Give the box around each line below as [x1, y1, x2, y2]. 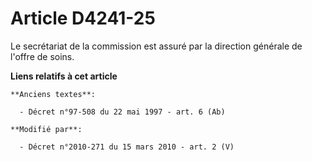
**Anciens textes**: [10, 89, 97, 99]
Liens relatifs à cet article [10, 70, 118, 82]
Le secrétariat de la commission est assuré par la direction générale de [10, 40, 303, 52]
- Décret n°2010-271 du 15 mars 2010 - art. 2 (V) [19, 142, 235, 152]
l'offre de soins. [10, 50, 75, 62]
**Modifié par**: [10, 124, 83, 134]
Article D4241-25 [10, 7, 156, 30]
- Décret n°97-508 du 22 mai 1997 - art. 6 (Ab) [19, 107, 226, 117]
